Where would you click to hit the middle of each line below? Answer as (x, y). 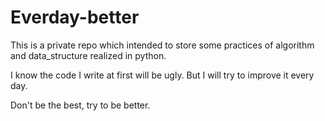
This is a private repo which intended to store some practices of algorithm (162, 45)
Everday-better (75, 17)
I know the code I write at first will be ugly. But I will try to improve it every (162, 75)
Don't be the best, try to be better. (80, 105)
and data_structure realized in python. (88, 55)
